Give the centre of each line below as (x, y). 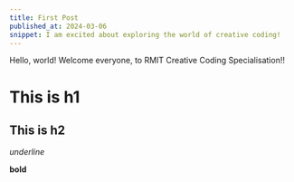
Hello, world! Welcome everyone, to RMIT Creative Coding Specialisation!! (147, 61)
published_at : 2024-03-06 (58, 26)
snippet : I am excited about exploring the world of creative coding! (145, 34)
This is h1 (45, 97)
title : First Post (44, 18)
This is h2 (38, 130)
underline (27, 152)
